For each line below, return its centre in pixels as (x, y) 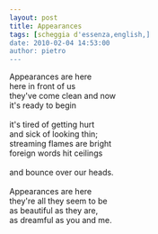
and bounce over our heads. (61, 173)
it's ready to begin (43, 105)
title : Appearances (46, 26)
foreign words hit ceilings (56, 153)
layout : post (34, 18)
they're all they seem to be (58, 201)
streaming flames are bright (61, 144)
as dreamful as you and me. (61, 220)
